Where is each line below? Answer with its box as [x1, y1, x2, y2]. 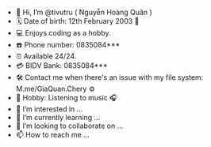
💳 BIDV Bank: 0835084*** [15, 61, 109, 70]
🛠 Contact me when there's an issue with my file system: [15, 73, 204, 82]
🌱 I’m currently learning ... [15, 113, 101, 122]
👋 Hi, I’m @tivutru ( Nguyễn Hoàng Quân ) [15, 8, 152, 17]
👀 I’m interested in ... [15, 104, 83, 114]
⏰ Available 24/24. [15, 51, 77, 61]
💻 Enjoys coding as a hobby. [15, 28, 111, 37]
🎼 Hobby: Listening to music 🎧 [15, 93, 117, 102]
